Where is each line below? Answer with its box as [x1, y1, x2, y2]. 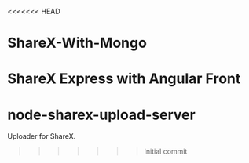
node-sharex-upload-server [7, 106, 196, 124]
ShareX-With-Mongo [7, 34, 147, 52]
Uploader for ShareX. [7, 132, 76, 141]
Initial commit [144, 147, 188, 156]
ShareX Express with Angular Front [7, 70, 241, 88]
